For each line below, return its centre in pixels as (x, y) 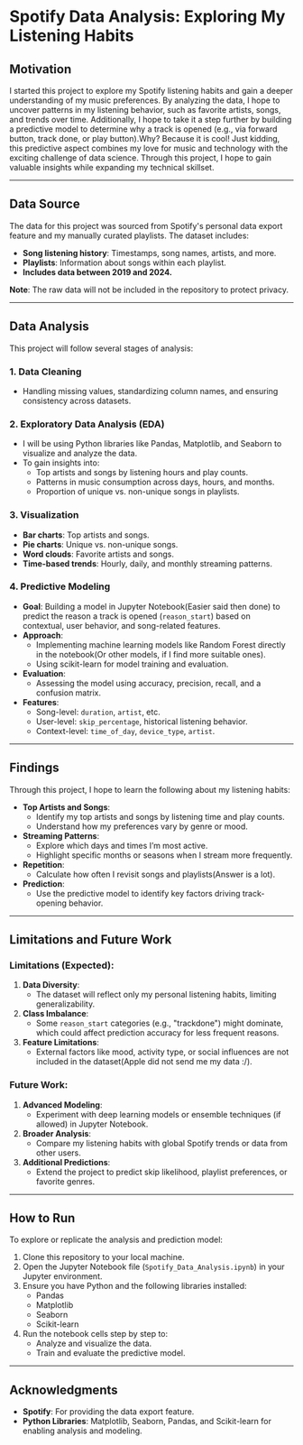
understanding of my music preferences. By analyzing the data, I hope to (145, 100)
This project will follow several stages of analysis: (101, 348)
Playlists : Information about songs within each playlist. (124, 262)
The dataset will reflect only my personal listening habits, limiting (156, 995)
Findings (35, 768)
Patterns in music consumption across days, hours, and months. (155, 482)
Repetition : (43, 864)
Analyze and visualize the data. (94, 1344)
